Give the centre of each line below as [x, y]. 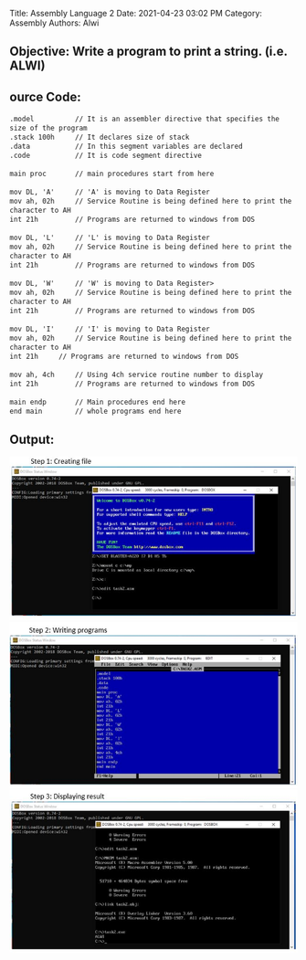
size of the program [49, 128]
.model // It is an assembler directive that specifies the [145, 119]
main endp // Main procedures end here [97, 402]
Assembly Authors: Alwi [54, 23]
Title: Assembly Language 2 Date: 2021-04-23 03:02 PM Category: [136, 13]
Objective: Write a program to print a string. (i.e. [148, 52]
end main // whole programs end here [95, 411]
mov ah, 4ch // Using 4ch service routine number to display [136, 375]
